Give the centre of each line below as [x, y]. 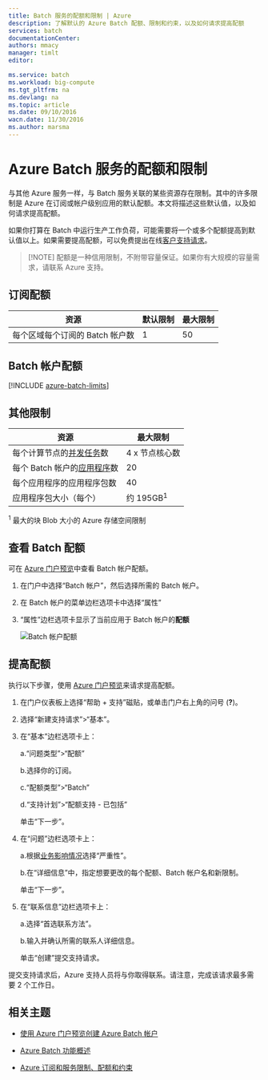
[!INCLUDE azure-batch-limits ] [59, 386]
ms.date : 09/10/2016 [43, 112]
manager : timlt [34, 53]
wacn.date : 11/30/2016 [46, 120]
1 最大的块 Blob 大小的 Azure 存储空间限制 [77, 520]
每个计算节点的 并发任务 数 [61, 453]
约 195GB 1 [147, 497]
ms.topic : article [39, 105]
